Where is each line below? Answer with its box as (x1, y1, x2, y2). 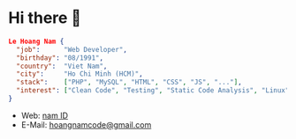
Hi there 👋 (8, 8, 81, 28)
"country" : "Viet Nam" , (16, 62, 108, 70)
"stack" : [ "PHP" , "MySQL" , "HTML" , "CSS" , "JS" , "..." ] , (16, 78, 242, 87)
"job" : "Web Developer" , (16, 45, 127, 54)
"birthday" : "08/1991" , (16, 53, 103, 62)
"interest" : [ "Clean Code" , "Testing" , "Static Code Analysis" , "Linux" (16, 86, 290, 95)
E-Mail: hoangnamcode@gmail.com (20, 119, 152, 130)
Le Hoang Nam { (8, 37, 65, 46)
